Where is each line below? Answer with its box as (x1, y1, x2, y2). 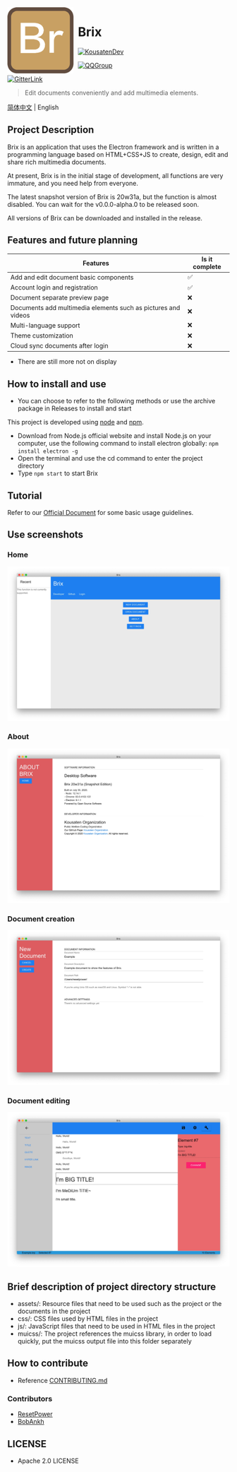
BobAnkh (17, 1418, 44, 1426)
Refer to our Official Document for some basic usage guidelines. (7, 508, 194, 516)
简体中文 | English (7, 102, 59, 112)
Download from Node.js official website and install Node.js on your (17, 432, 212, 440)
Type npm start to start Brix (17, 469, 99, 477)
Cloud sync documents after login (10, 342, 109, 350)
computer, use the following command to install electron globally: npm (17, 439, 219, 448)
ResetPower (17, 1410, 53, 1418)
